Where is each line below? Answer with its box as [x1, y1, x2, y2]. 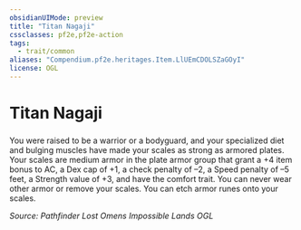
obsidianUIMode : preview [9, 13, 103, 23]
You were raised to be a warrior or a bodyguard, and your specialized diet [9, 135, 285, 146]
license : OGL [9, 64, 59, 73]
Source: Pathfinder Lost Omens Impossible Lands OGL [9, 210, 214, 221]
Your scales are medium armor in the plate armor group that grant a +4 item [9, 154, 293, 165]
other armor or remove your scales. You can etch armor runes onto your [9, 183, 279, 194]
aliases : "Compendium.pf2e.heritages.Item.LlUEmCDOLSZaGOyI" [9, 55, 246, 64]
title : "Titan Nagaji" [9, 22, 95, 31]
